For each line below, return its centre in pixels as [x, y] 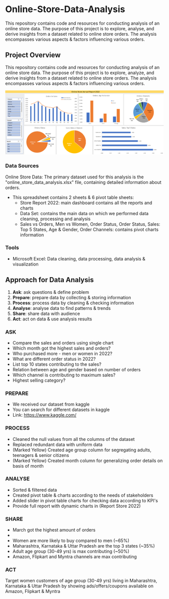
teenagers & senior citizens [41, 455]
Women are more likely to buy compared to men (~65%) [71, 541]
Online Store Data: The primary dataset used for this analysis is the [75, 177]
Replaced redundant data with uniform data [58, 444]
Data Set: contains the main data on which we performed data [84, 213]
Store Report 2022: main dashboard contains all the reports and [86, 203]
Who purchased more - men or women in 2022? [62, 353]
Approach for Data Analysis [50, 280]
